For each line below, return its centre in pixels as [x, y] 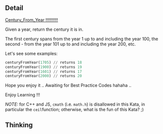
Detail [14, 8]
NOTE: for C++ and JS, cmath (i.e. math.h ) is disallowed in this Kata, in [75, 104]
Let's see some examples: [31, 53]
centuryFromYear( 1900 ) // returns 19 [44, 67]
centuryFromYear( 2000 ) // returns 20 [44, 76]
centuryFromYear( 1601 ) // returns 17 [44, 71]
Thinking [19, 125]
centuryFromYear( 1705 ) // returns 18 [44, 62]
